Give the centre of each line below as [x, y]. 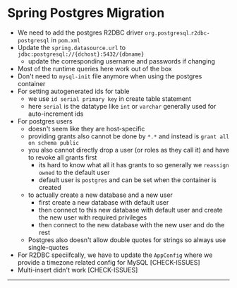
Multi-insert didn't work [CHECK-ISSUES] [78, 270]
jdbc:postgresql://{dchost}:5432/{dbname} [81, 54]
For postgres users [45, 121]
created [50, 187]
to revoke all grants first [62, 157]
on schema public [54, 143]
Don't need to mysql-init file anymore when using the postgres [110, 76]
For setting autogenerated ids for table [73, 91]
